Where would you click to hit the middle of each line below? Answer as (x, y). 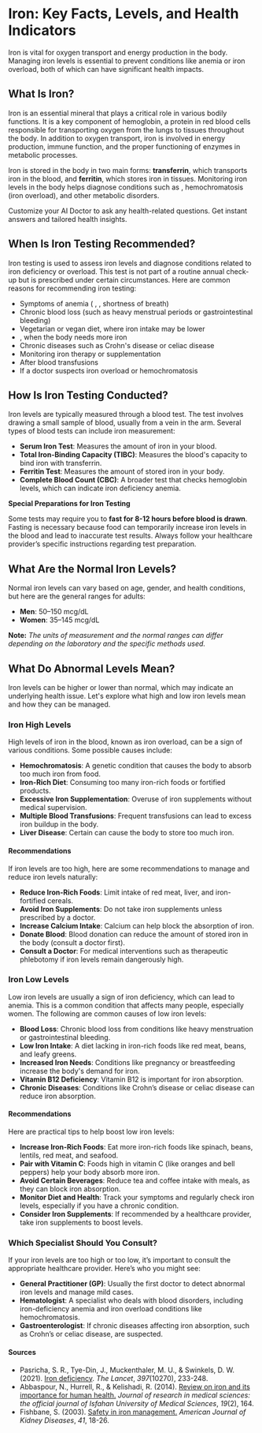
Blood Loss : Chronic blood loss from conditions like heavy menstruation (136, 1029)
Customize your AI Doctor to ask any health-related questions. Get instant (128, 211)
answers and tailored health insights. (68, 219)
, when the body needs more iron (73, 337)
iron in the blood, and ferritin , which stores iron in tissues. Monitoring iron (128, 178)
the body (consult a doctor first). (72, 942)
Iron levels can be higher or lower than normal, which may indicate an (121, 687)
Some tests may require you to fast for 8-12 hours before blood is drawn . (128, 519)
